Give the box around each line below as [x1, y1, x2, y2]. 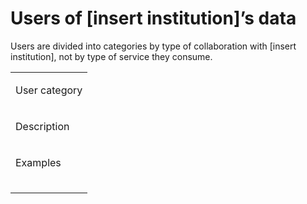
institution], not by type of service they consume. [10, 50, 213, 62]
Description [15, 119, 70, 133]
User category [15, 83, 83, 97]
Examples [15, 155, 62, 169]
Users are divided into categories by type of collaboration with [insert [10, 40, 297, 52]
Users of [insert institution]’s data [10, 7, 297, 30]
